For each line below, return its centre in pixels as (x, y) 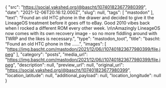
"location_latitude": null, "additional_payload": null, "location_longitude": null (83, 75)
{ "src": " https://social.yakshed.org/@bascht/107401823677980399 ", (76, 7)
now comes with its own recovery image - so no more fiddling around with (81, 33)
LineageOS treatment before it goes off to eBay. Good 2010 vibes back (78, 23)
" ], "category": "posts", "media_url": (50, 54)
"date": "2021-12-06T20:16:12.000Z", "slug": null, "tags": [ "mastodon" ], (80, 12)
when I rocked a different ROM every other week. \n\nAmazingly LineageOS (83, 28)
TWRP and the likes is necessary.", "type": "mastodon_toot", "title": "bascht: (83, 39)
